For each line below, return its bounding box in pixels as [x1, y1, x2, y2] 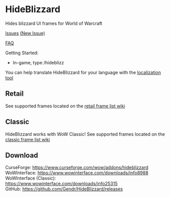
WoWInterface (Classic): [5, 175, 56, 181]
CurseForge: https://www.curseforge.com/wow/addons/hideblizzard [5, 165, 149, 171]
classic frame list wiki [5, 136, 50, 142]
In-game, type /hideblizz [12, 59, 64, 65]
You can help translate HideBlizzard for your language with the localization [5, 69, 161, 75]
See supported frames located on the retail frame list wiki [5, 103, 125, 109]
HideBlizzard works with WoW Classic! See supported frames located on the [5, 131, 165, 137]
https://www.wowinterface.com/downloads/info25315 [5, 181, 118, 187]
